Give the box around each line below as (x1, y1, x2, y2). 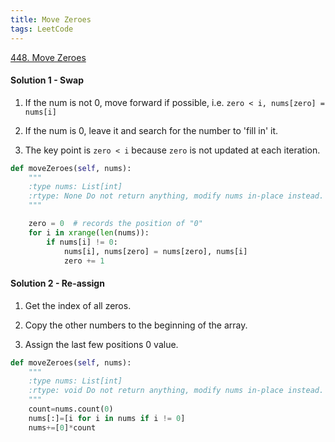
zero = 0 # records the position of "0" (28, 219, 203, 229)
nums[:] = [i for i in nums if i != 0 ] (28, 413, 186, 423)
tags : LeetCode (10, 24, 74, 34)
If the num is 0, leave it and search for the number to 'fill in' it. (24, 124, 279, 136)
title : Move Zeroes (10, 14, 92, 25)
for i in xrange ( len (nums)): (28, 227, 150, 238)
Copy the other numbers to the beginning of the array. (24, 319, 248, 331)
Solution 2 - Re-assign (10, 277, 105, 290)
